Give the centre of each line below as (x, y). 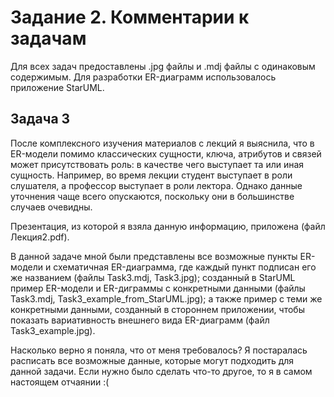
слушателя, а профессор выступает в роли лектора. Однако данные (156, 185)
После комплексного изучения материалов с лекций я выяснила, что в (162, 143)
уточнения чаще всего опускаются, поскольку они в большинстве (152, 196)
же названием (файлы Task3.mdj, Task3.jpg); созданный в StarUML (153, 277)
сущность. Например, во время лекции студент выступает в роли (151, 175)
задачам (48, 38)
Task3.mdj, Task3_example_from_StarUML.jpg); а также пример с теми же (166, 298)
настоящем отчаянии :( (60, 382)
